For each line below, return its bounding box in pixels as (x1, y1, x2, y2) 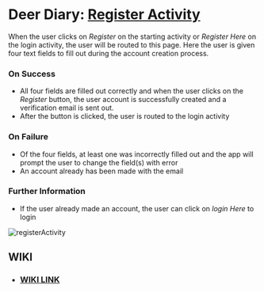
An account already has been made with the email (19, 166, 184, 176)
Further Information (8, 186, 86, 197)
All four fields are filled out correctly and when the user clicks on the (19, 86, 244, 96)
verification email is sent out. (19, 103, 114, 112)
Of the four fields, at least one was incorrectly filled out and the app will (19, 149, 254, 159)
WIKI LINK (19, 275, 60, 286)
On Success (8, 68, 55, 79)
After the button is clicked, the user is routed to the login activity (19, 112, 230, 121)
